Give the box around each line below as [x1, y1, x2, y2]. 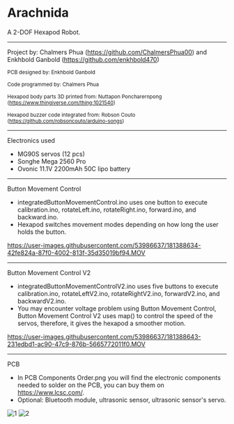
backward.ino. [17, 212, 59, 221]
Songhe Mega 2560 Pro [17, 157, 86, 165]
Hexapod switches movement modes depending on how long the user [17, 220, 219, 228]
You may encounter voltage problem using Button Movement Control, [17, 304, 217, 313]
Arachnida [7, 5, 70, 21]
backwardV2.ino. [17, 297, 67, 305]
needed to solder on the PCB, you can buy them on [17, 381, 165, 389]
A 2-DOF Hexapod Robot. [7, 28, 81, 36]
